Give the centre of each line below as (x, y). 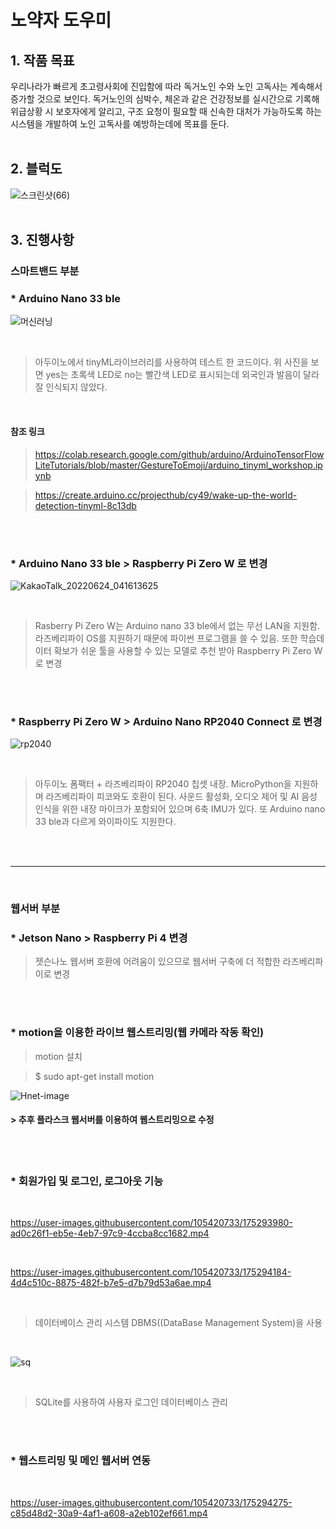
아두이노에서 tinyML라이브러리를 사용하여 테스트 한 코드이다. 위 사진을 (171, 362)
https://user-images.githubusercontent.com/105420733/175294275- (151, 1502)
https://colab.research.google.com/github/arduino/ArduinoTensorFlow (179, 454)
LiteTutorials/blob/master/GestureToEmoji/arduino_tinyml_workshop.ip (178, 465)
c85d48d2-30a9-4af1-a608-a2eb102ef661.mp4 (109, 1513)
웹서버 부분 (35, 909)
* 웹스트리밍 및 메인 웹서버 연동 (81, 1461)
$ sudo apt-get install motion (94, 1076)
